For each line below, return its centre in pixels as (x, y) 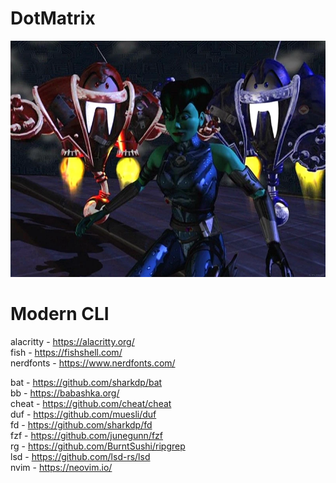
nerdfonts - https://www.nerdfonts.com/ (93, 363)
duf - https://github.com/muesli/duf (83, 414)
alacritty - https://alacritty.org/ (72, 341)
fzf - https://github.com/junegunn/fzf (87, 435)
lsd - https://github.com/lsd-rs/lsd (80, 456)
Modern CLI (60, 314)
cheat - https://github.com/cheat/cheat (91, 403)
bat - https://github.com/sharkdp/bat (86, 382)
